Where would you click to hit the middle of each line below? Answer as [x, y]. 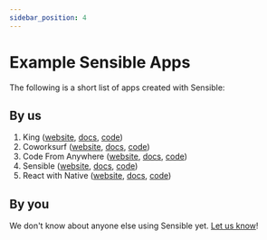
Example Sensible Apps [100, 62]
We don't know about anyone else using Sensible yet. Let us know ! [134, 226]
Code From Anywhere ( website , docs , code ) [105, 157]
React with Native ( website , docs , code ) [97, 176]
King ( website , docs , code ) [73, 137]
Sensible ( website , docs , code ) [80, 166]
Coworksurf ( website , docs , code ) [86, 147]
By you [29, 204]
